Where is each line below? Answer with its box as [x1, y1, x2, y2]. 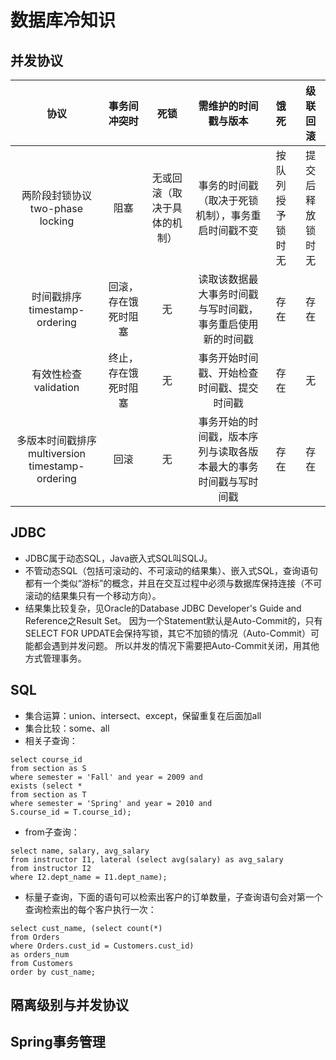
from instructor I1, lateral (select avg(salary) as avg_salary [10, 854, 284, 865]
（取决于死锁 [198, 194, 259, 207]
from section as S [10, 763, 87, 773]
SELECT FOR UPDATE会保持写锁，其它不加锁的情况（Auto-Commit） [24, 627, 311, 639]
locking [39, 214, 75, 228]
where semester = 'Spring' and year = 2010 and [10, 798, 213, 808]
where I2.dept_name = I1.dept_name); [10, 872, 168, 882]
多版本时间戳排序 [16, 434, 97, 447]
